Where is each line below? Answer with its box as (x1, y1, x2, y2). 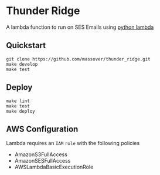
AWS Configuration (6, 124, 79, 134)
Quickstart (6, 41, 46, 51)
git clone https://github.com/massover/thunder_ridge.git (6, 56, 151, 62)
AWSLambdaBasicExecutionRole (14, 163, 94, 171)
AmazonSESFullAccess (14, 157, 71, 164)
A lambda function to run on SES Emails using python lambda (6, 23, 154, 31)
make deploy (6, 108, 35, 114)
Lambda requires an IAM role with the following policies (6, 140, 140, 147)
